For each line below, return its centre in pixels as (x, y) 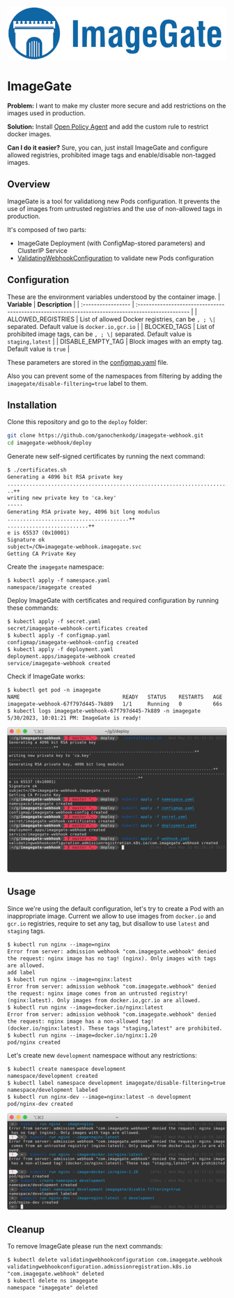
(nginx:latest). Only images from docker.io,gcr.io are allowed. (104, 1000)
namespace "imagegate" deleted (53, 1288)
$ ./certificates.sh (37, 470)
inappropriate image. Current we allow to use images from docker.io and (112, 916)
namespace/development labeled (53, 1090)
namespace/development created (53, 1076)
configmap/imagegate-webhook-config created (73, 643)
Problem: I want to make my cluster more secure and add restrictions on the (117, 105)
